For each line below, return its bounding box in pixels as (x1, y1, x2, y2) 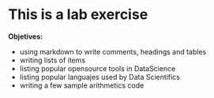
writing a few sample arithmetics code (19, 81, 145, 90)
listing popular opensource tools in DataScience (19, 63, 176, 73)
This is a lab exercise (8, 6, 148, 24)
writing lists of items (19, 55, 85, 65)
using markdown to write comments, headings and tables (19, 47, 207, 56)
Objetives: (8, 32, 43, 41)
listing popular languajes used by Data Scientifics (19, 72, 180, 81)
